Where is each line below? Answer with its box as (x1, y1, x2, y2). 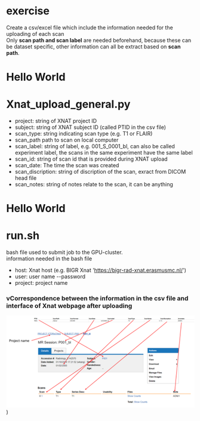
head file (14, 174, 37, 182)
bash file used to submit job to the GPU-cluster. (6, 249, 124, 256)
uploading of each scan (6, 30, 64, 37)
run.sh (6, 229, 40, 242)
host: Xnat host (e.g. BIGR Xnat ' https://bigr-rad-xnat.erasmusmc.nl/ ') (14, 267, 186, 274)
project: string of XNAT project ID (14, 118, 97, 125)
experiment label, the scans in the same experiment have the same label (14, 149, 193, 156)
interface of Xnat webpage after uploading (6, 302, 133, 310)
